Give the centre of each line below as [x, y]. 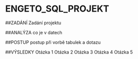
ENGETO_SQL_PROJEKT [57, 9]
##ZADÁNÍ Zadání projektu [33, 23]
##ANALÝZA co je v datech [34, 32]
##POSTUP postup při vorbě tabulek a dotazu [53, 42]
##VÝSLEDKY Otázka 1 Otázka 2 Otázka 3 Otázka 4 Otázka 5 [69, 52]
